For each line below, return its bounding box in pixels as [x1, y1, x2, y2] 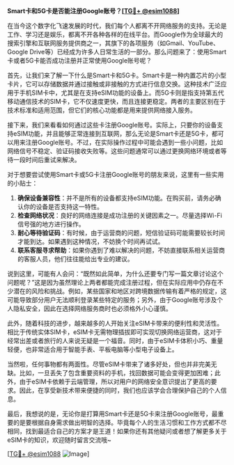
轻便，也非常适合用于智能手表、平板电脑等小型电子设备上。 [7, 345, 178, 354]
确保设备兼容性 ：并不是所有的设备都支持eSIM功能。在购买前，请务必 [17, 194, 216, 202]
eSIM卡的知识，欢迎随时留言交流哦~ [7, 436, 111, 444]
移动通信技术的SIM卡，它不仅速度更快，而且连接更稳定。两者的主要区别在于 [7, 97, 226, 105]
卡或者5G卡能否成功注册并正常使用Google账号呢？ [7, 56, 153, 65]
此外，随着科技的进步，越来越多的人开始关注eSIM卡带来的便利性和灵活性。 [7, 320, 224, 327]
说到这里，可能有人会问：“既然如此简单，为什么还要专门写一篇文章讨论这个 [7, 269, 224, 278]
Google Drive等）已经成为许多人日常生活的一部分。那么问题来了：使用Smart [7, 48, 227, 56]
